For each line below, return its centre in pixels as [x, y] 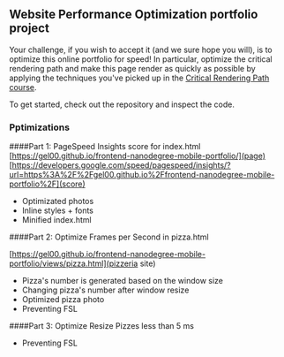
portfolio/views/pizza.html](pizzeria [74, 263]
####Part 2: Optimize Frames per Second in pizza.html [109, 237]
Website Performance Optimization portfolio [134, 15]
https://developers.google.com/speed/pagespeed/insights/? [121, 165]
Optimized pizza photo [63, 300]
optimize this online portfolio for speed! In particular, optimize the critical [141, 59]
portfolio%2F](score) [47, 184]
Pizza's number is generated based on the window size [122, 281]
